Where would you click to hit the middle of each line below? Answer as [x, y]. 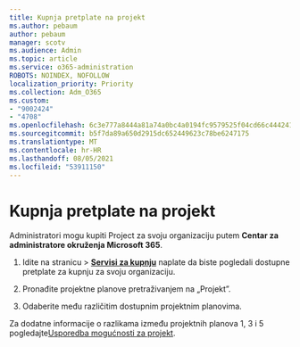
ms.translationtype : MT [54, 142]
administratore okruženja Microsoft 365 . [86, 245]
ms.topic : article [43, 59]
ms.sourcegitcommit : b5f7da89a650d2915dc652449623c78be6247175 [129, 134]
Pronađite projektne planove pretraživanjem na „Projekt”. [126, 289]
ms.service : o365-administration [71, 68]
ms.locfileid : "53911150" [57, 167]
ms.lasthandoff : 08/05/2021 [62, 158]
